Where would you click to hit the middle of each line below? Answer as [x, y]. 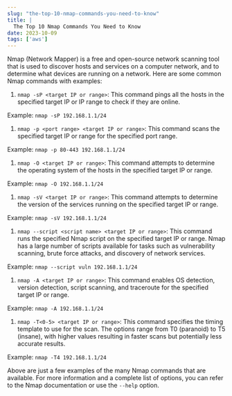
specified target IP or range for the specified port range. [97, 136]
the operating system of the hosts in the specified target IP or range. [115, 170]
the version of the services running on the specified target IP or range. [118, 204]
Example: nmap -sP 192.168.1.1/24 [57, 116]
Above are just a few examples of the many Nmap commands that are [107, 370]
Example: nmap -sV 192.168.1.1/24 [57, 218]
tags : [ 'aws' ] [28, 39]
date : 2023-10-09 [32, 33]
